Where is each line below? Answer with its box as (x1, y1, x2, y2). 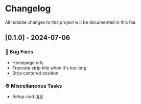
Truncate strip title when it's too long (12, 65, 87, 70)
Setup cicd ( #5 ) (12, 93, 44, 99)
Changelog (5, 3, 51, 14)
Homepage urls (12, 60, 44, 66)
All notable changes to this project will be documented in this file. (5, 19, 137, 25)
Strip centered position (12, 70, 59, 76)
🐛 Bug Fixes (5, 48, 33, 55)
